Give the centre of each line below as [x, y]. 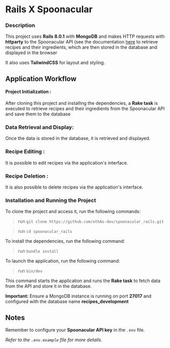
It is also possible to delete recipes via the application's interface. [74, 187]
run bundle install [38, 251]
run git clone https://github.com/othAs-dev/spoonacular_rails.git [91, 221]
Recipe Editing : [25, 152]
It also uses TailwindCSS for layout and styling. [55, 63]
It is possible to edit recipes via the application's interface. [67, 163]
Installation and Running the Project [51, 200]
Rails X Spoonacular [49, 9]
